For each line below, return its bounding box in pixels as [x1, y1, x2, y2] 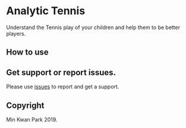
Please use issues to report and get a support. [6, 83, 119, 90]
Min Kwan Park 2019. [6, 116, 58, 123]
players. [6, 30, 26, 37]
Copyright [6, 100, 45, 110]
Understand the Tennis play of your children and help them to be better [6, 24, 180, 31]
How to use [6, 47, 49, 57]
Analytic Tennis [6, 4, 86, 18]
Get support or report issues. [6, 67, 116, 78]
